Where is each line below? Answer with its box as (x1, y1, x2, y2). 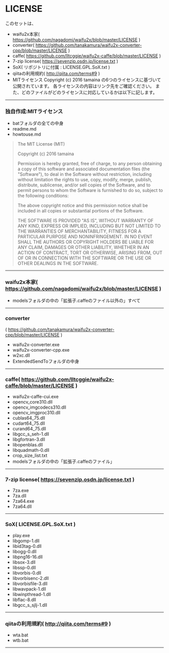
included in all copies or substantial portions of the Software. (17, 208, 144, 214)
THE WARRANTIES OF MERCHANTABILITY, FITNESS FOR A (17, 228, 142, 234)
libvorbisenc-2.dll (12, 575, 49, 581)
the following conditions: (17, 192, 69, 199)
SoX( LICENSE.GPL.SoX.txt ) (5, 521, 76, 528)
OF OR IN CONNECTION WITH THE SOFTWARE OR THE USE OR (17, 255, 151, 261)
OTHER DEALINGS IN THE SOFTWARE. (17, 260, 99, 267)
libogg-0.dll (12, 548, 37, 554)
